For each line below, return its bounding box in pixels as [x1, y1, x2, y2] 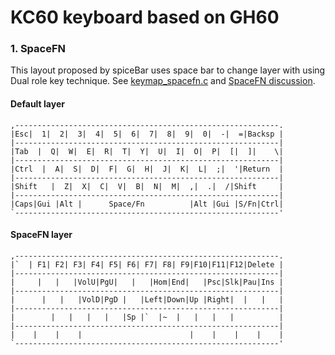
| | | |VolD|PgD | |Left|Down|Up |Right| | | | [10, 294, 284, 305]
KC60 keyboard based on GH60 [10, 6, 280, 29]
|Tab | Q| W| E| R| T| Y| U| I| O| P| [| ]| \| [10, 146, 284, 156]
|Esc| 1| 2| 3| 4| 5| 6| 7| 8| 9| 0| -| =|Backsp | [10, 129, 284, 139]
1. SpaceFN [10, 42, 67, 56]
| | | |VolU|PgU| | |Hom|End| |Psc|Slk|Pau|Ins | [10, 277, 284, 287]
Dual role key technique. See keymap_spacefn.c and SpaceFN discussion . [10, 75, 316, 87]
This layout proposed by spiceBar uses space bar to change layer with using [10, 64, 326, 76]
